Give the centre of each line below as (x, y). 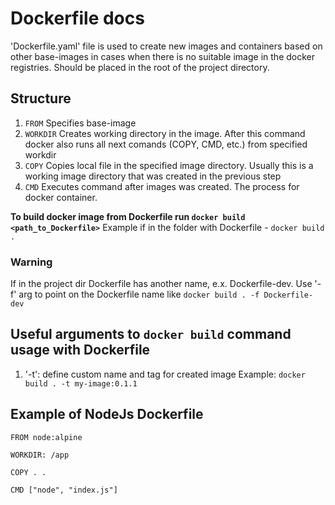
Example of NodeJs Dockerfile (107, 414)
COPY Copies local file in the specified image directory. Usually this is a (169, 165)
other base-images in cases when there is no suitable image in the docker (162, 56)
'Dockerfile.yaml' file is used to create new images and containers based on (166, 46)
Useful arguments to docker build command (151, 334)
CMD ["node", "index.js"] (64, 490)
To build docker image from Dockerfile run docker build (128, 216)
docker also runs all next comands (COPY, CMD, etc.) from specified (166, 144)
